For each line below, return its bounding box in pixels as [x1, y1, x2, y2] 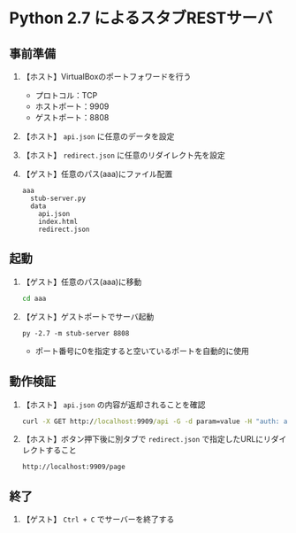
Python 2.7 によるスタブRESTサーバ [9, 8, 273, 28]
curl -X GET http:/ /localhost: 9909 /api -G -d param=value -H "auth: [21, 417, 280, 426]
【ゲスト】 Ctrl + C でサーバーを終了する [21, 514, 175, 525]
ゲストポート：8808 [34, 112, 110, 122]
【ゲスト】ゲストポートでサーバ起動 [21, 311, 155, 321]
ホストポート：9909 [34, 101, 110, 112]
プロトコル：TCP [34, 90, 98, 100]
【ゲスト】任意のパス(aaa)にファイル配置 [21, 169, 173, 179]
